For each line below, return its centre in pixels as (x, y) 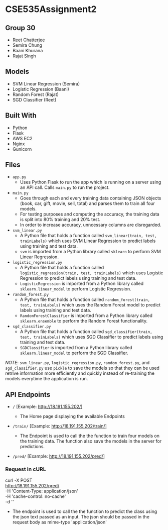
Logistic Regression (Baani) (41, 89)
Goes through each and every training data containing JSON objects (91, 198)
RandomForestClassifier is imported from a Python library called (86, 315)
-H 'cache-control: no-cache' (36, 496)
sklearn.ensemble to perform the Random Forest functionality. (84, 321)
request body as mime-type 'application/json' (59, 522)
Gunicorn (22, 149)
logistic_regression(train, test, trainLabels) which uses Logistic (92, 273)
